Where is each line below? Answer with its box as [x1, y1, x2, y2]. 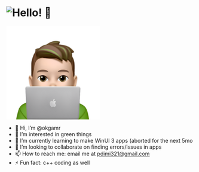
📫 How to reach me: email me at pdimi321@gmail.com [14, 150, 150, 157]
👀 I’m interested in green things [14, 130, 92, 137]
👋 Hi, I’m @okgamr [14, 124, 61, 131]
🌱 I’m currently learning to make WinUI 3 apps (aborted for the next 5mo [14, 137, 193, 144]
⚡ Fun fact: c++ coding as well [14, 159, 90, 166]
